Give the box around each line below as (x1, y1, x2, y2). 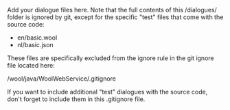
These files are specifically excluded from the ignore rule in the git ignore (7, 54, 214, 62)
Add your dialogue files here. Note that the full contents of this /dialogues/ (7, 6, 218, 14)
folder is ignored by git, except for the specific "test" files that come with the (7, 13, 224, 21)
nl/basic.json (16, 41, 54, 49)
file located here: (7, 61, 55, 69)
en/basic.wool (16, 33, 58, 42)
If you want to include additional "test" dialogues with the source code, (7, 88, 208, 96)
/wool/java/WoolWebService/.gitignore (7, 74, 117, 83)
